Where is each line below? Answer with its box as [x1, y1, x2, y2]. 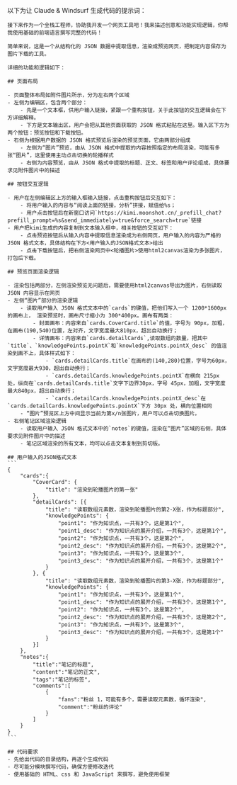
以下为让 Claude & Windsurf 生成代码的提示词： [7, 6, 146, 14]
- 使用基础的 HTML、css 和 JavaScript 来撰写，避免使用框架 [7, 771, 170, 778]
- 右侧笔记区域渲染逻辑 [7, 417, 67, 424]
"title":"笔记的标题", [33, 661, 94, 668]
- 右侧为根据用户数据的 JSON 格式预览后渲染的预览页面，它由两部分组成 [7, 137, 191, 144]
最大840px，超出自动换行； [7, 388, 76, 395]
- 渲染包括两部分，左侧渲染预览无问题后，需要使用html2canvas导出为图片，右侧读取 [7, 282, 223, 289]
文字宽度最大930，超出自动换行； [7, 365, 91, 372]
